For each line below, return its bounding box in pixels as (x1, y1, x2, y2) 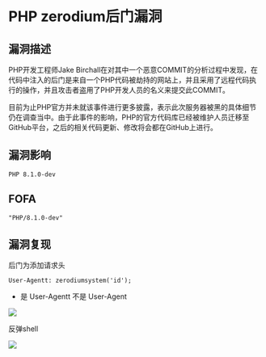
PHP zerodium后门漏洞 (8, 7, 163, 26)
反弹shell (8, 324, 39, 334)
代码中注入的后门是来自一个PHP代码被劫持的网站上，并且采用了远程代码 (8, 75, 250, 85)
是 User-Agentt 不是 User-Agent (19, 292, 128, 301)
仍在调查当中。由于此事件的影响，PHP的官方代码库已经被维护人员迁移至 (8, 112, 250, 122)
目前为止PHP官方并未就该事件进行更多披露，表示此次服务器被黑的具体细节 (8, 103, 257, 111)
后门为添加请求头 (8, 260, 65, 271)
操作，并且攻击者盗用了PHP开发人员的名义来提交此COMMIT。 (22, 86, 230, 94)
